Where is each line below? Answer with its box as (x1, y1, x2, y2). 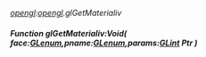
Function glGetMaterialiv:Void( (10, 28, 128, 38)
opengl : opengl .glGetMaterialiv (10, 8, 122, 18)
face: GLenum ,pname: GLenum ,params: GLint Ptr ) (10, 37, 198, 48)
